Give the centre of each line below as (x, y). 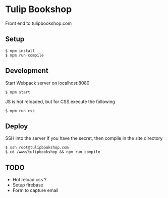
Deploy (17, 126)
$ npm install (20, 51)
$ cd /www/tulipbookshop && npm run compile (53, 152)
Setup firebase (28, 185)
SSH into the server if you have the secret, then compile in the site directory (84, 138)
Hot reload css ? (30, 180)
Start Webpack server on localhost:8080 (47, 83)
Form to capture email (36, 190)
